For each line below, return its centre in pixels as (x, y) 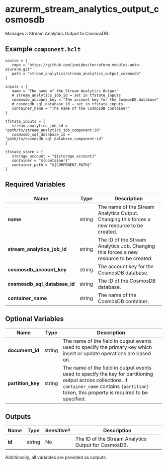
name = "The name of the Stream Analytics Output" (65, 91)
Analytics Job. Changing (126, 246)
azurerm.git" (19, 69)
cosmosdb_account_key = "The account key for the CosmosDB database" (85, 100)
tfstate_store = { (24, 152)
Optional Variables (34, 319)
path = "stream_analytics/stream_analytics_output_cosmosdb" (76, 74)
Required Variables (35, 185)
